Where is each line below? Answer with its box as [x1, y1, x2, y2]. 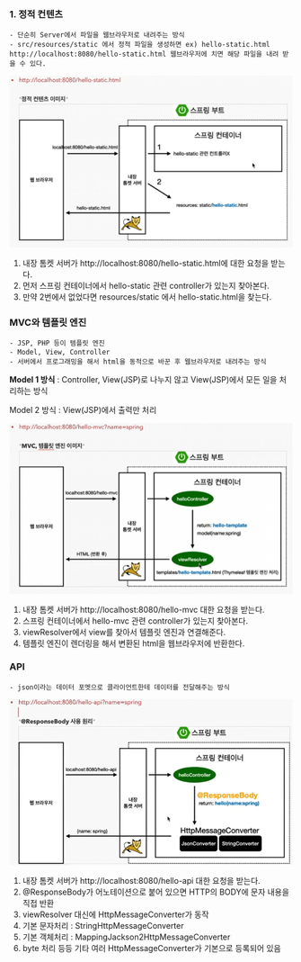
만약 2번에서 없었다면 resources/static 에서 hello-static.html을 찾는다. [22, 291, 272, 302]
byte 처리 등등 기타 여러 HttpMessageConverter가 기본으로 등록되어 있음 [22, 943, 281, 954]
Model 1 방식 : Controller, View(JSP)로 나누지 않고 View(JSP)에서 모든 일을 [9, 374, 278, 385]
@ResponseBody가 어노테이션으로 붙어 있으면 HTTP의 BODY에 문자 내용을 [22, 886, 290, 897]
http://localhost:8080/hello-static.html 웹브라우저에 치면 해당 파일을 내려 [9, 49, 279, 59]
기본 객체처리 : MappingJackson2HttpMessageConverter [22, 931, 231, 942]
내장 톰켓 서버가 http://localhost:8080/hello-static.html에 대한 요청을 [22, 257, 270, 268]
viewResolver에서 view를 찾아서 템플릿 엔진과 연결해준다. [22, 626, 226, 637]
